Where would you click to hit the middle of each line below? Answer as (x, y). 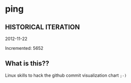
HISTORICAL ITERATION (43, 27)
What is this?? (27, 64)
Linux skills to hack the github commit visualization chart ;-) (66, 75)
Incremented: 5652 (24, 48)
